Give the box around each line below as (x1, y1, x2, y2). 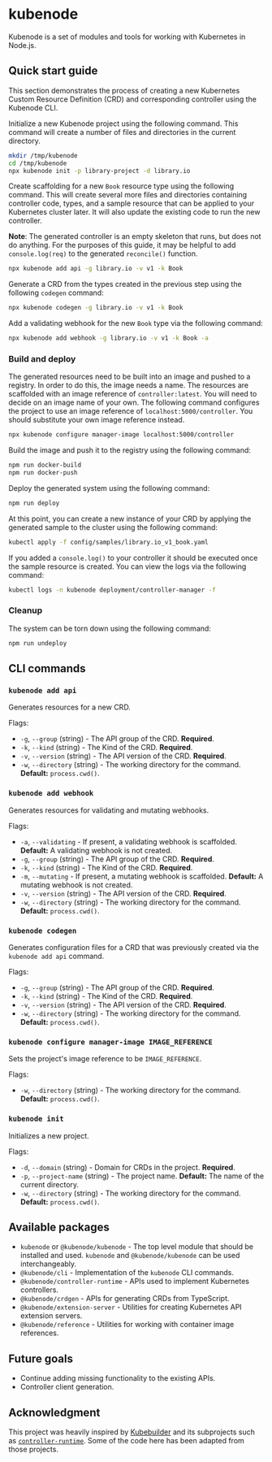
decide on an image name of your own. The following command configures (8, 397, 260, 407)
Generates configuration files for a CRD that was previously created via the (8, 943, 260, 952)
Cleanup (8, 605, 43, 616)
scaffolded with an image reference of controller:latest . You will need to (8, 389, 257, 399)
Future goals (8, 1351, 73, 1365)
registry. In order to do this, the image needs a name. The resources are (8, 380, 249, 390)
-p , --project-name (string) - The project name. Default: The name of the (19, 1171, 265, 1181)
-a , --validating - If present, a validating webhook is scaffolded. (19, 836, 238, 846)
